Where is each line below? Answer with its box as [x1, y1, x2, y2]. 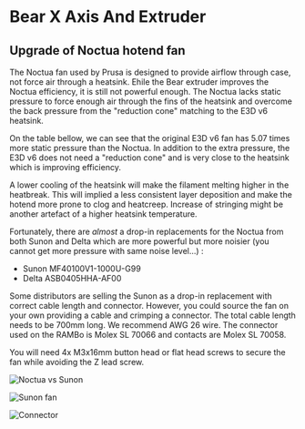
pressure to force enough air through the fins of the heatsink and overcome [9, 96, 293, 107]
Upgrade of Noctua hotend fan [9, 43, 186, 58]
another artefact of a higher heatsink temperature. [9, 209, 198, 220]
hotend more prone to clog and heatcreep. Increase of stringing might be [9, 199, 284, 209]
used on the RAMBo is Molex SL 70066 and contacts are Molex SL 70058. [9, 330, 287, 340]
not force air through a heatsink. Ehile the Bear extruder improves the [9, 77, 269, 87]
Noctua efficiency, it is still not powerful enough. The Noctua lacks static [9, 87, 282, 97]
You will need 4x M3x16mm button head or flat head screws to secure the [9, 347, 286, 357]
